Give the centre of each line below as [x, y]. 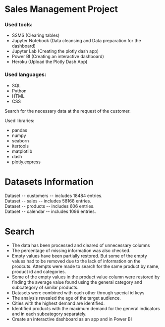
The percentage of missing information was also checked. [71, 250]
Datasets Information [49, 182]
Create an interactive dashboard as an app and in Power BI [72, 319]
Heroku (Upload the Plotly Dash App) [50, 62]
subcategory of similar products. [45, 287]
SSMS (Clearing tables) [36, 35]
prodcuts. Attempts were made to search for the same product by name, [85, 266]
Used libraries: [20, 121]
